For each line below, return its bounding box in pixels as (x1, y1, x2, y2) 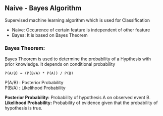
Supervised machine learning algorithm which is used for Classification (4, 17, 150, 23)
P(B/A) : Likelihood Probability (4, 85, 66, 91)
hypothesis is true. (4, 105, 43, 111)
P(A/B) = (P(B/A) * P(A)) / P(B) (4, 71, 74, 76)
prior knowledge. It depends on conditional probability (4, 61, 115, 67)
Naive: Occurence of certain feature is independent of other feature (11, 27, 150, 33)
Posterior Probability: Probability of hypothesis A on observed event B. (4, 95, 151, 101)
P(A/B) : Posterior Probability (4, 80, 64, 86)
